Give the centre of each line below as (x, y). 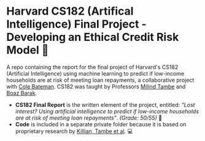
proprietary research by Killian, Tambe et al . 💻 (74, 131)
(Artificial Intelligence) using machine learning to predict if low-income (95, 73)
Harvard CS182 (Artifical (70, 11)
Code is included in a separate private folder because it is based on (101, 124)
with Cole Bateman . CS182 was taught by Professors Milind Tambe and (96, 86)
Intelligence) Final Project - (77, 24)
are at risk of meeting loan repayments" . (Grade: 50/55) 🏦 (89, 118)
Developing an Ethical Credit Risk (93, 37)
